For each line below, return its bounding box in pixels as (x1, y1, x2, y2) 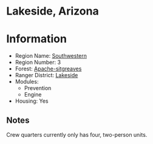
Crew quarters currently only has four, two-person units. (6, 131, 148, 138)
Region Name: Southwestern (15, 52, 87, 60)
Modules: (15, 78, 39, 86)
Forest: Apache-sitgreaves (15, 65, 82, 72)
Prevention (24, 84, 52, 92)
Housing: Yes (15, 97, 49, 105)
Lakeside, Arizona (6, 4, 99, 18)
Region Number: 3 (15, 59, 61, 66)
